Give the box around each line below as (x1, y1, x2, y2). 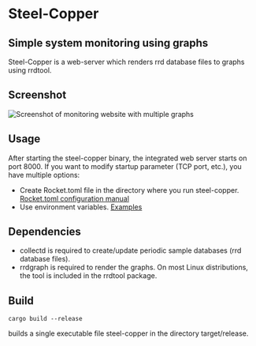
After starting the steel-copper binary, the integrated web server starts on (8, 153, 247, 163)
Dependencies (8, 225, 81, 239)
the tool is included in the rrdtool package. (19, 271, 158, 280)
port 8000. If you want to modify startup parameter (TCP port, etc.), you (8, 161, 242, 171)
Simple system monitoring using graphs (8, 36, 209, 50)
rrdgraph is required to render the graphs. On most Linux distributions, (19, 262, 248, 273)
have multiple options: (8, 170, 80, 179)
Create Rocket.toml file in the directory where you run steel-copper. (19, 185, 239, 194)
